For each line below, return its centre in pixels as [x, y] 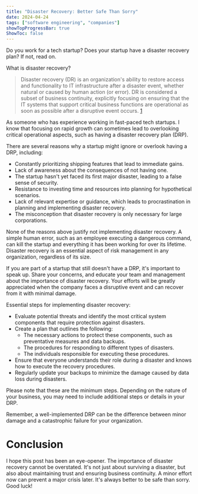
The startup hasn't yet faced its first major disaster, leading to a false [98, 176]
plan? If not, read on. [31, 57]
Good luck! [19, 486]
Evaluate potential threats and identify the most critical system [90, 316]
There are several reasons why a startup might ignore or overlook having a [97, 146]
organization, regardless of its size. [49, 257]
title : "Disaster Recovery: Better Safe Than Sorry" [72, 12]
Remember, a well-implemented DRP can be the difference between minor [96, 414]
